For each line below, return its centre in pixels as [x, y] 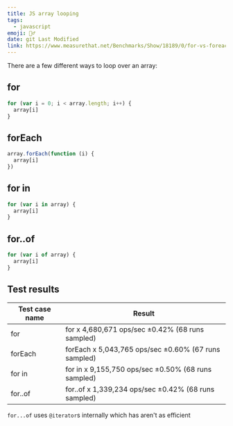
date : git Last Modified [43, 40]
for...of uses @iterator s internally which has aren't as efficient [99, 415]
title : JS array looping [43, 14]
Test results [33, 290]
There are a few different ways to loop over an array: [83, 66]
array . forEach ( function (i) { [51, 154]
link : [15, 46]
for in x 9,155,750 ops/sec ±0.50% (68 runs [139, 369]
